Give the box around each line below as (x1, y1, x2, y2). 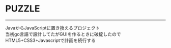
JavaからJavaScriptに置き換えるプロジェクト (5, 24, 100, 30)
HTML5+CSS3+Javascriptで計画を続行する (5, 37, 96, 43)
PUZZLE (5, 3, 40, 14)
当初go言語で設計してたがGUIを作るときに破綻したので (5, 31, 121, 37)
